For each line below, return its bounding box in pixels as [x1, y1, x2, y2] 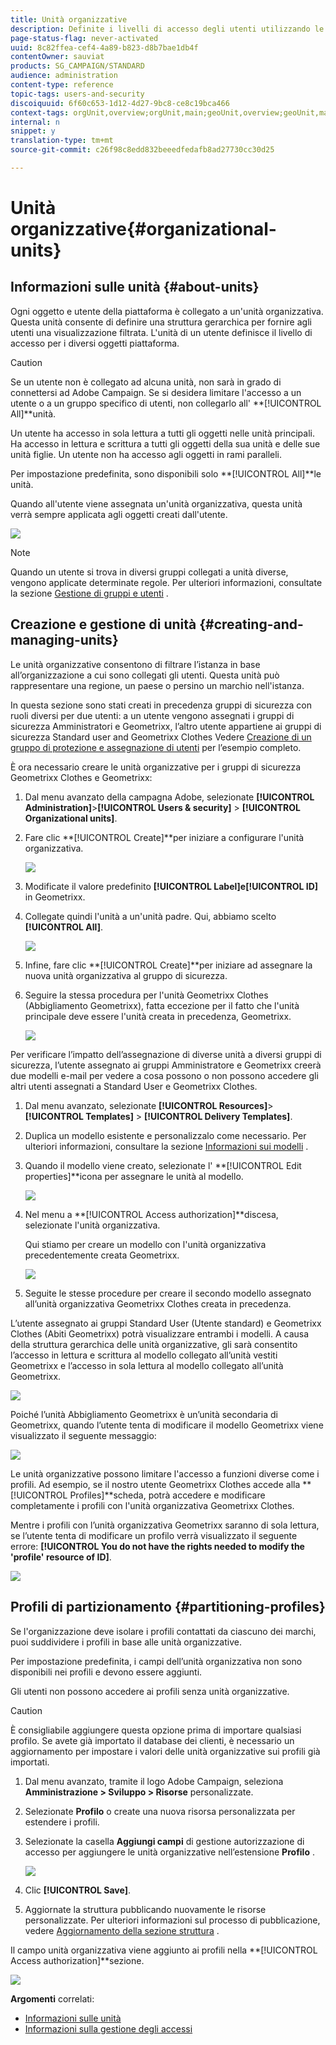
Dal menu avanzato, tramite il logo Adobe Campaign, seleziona [24, 1775, 284, 1787]
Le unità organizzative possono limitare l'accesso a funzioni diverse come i [10, 1467, 320, 1480]
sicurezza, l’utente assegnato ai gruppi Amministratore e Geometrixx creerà [10, 1059, 322, 1071]
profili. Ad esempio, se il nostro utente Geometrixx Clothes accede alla [10, 1478, 301, 1490]
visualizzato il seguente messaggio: [10, 1429, 157, 1441]
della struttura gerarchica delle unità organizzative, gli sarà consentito [10, 1338, 298, 1350]
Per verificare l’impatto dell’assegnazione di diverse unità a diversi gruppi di [10, 1048, 322, 1060]
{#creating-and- [199, 616, 304, 633]
